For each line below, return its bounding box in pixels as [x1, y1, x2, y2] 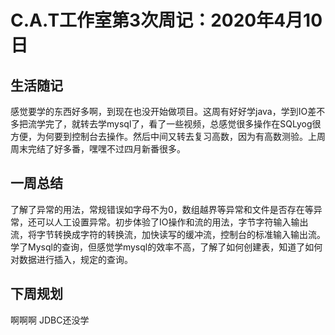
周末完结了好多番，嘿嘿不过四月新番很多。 [10, 143, 186, 155]
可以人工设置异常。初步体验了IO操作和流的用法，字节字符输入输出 [36, 216, 309, 228]
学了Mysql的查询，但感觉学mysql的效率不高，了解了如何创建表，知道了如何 [10, 241, 323, 253]
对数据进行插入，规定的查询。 [10, 253, 133, 265]
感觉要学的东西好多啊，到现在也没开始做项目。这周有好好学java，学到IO [10, 106, 308, 117]
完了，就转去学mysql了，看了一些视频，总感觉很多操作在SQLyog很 [44, 118, 322, 130]
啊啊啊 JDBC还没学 [10, 314, 90, 326]
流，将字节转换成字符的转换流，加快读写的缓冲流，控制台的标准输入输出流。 [10, 228, 326, 240]
